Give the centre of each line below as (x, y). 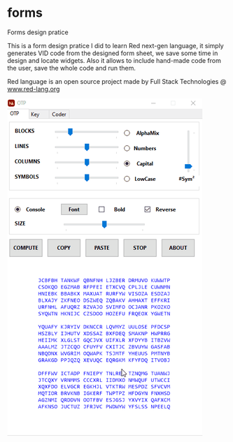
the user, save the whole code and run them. (72, 68)
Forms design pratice (38, 32)
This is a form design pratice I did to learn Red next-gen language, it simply (115, 45)
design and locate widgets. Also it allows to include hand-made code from (114, 60)
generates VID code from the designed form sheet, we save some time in (113, 53)
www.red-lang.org (34, 89)
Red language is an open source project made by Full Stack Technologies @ (117, 81)
